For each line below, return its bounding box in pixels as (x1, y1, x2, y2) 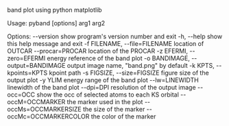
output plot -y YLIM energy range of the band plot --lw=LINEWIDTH (7, 76, 199, 84)
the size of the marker (82, 105, 145, 113)
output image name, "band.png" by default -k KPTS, (67, 62, 215, 69)
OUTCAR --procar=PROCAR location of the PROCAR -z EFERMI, (7, 47, 189, 55)
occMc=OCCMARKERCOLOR (7, 112, 90, 121)
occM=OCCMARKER (7, 98, 66, 105)
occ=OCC (7, 90, 36, 99)
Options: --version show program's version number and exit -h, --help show (7, 32, 223, 40)
